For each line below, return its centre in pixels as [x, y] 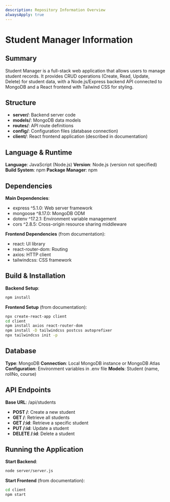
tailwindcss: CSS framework [42, 260]
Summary [21, 59]
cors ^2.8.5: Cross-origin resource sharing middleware [70, 224]
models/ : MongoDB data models [47, 120]
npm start [16, 495]
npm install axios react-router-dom [44, 326]
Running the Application [44, 450]
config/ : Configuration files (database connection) [65, 131]
